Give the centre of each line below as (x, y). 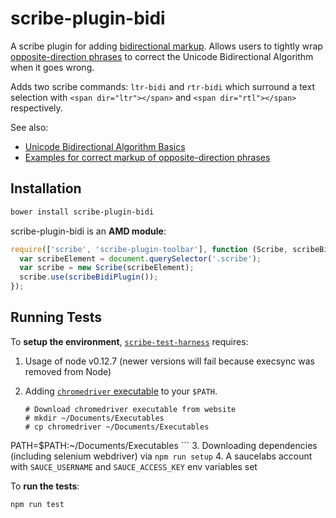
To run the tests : (45, 486)
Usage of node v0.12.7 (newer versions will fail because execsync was (169, 361)
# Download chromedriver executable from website (130, 409)
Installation (46, 188)
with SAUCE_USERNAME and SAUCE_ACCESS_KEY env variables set (134, 466)
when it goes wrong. (52, 67)
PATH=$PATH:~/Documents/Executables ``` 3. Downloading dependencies (164, 445)
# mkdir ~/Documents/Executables (94, 418)
